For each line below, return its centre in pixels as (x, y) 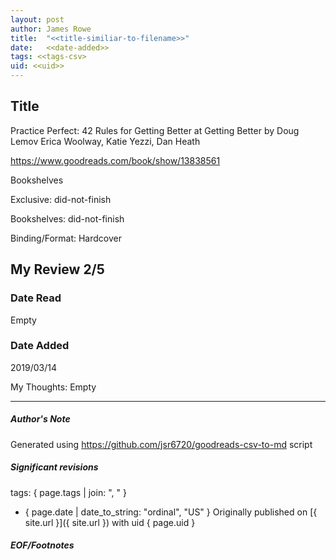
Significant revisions (54, 467)
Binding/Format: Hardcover (66, 238)
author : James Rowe (51, 29)
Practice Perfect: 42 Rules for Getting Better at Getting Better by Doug (155, 130)
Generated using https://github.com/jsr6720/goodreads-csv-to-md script (161, 444)
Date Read (36, 298)
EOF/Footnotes (42, 545)
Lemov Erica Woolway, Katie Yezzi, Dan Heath (105, 141)
